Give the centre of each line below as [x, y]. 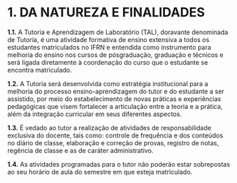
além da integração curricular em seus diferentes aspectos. [95, 114]
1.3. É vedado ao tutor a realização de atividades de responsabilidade [109, 127]
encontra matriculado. [40, 70]
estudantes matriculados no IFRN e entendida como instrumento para [109, 47]
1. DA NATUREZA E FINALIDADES [106, 12]
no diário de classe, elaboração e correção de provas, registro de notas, [113, 142]
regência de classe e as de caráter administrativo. [80, 150]
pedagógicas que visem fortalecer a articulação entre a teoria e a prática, [115, 106]
